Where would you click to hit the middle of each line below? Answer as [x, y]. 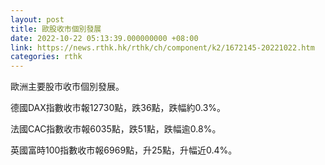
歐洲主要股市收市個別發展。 [67, 87]
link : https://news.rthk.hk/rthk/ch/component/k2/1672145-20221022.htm [162, 47]
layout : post [37, 19]
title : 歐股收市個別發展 [56, 29]
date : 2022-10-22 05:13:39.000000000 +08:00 [104, 38]
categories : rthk [46, 57]
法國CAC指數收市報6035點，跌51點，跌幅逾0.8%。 [116, 129]
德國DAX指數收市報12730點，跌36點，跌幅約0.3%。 [118, 108]
